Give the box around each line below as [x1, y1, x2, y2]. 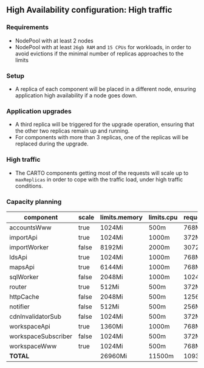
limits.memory [100, 213, 143, 221]
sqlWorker [9, 273, 39, 281]
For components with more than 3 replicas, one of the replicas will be [15, 134, 189, 141]
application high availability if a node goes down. [15, 91, 138, 99]
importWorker [9, 243, 49, 251]
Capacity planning [6, 197, 62, 206]
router [9, 282, 27, 291]
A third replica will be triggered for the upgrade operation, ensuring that [15, 121, 194, 128]
